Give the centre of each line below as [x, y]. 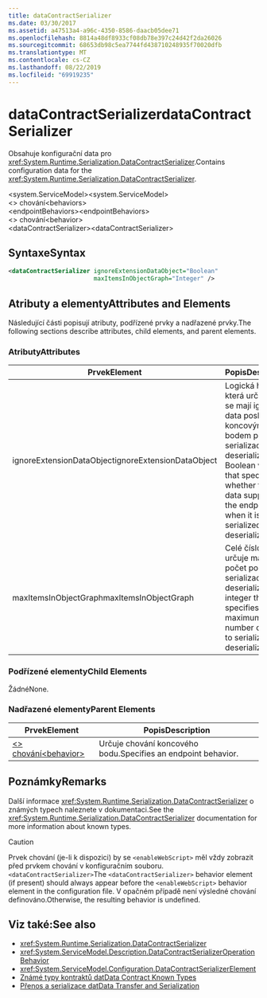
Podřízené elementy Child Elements [77, 671]
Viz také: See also [52, 925]
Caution [21, 842]
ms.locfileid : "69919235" [51, 75]
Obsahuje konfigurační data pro [60, 153]
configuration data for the [50, 170]
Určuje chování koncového [149, 743]
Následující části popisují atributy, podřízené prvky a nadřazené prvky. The [130, 323]
